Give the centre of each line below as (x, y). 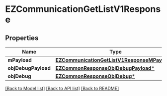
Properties (22, 38)
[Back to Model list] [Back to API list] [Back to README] (62, 88)
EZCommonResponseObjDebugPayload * (105, 68)
